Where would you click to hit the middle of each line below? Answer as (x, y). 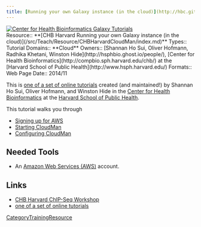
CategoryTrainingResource (39, 217)
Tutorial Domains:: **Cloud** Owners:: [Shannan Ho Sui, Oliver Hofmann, (97, 48)
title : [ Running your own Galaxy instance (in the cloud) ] (81, 12)
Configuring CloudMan (43, 133)
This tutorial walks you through (44, 109)
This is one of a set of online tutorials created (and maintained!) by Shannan (100, 85)
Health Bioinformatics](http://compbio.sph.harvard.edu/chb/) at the (89, 60)
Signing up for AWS (39, 121)
